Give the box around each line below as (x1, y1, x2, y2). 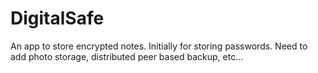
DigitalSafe (10, 7, 105, 30)
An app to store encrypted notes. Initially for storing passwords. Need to (10, 40, 308, 52)
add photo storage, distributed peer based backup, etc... (10, 50, 244, 62)
